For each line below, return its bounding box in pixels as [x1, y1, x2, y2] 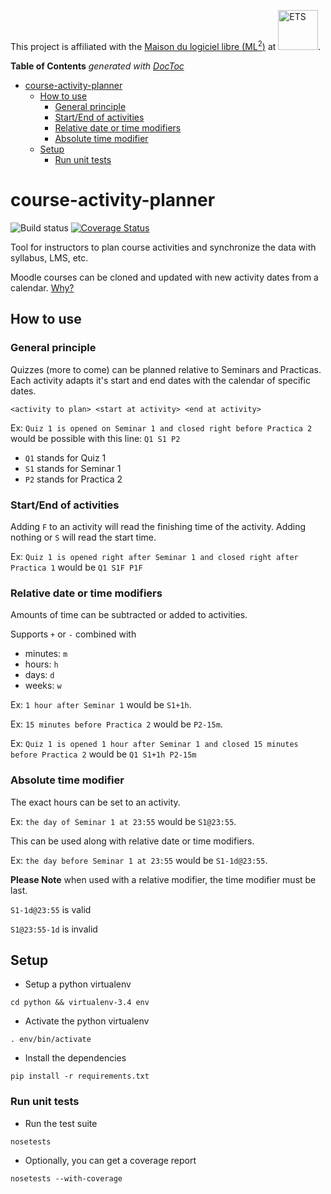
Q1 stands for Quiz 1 [24, 451, 107, 464]
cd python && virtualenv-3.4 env [10, 998, 150, 1008]
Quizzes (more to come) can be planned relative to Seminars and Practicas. [10, 363, 322, 375]
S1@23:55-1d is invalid [10, 923, 98, 935]
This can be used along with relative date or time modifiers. [10, 835, 255, 847]
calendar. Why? [10, 281, 75, 294]
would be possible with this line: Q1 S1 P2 [10, 432, 181, 444]
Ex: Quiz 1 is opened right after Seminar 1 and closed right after [10, 550, 299, 562]
